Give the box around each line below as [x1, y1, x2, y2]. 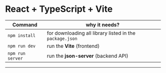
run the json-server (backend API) [46, 52, 128, 59]
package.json [46, 36, 78, 41]
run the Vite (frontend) [46, 42, 100, 49]
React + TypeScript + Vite [5, 3, 113, 15]
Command [12, 21, 38, 28]
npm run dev [7, 43, 36, 49]
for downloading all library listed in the [46, 30, 136, 36]
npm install [7, 33, 36, 38]
